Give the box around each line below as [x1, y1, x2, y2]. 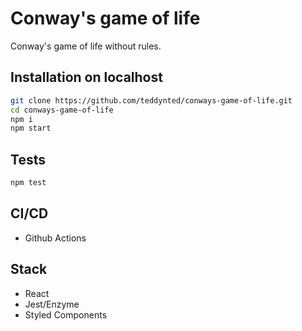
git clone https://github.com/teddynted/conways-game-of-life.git [10, 95, 293, 106]
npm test [10, 178, 47, 188]
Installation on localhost [10, 69, 163, 86]
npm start [10, 123, 52, 134]
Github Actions [24, 232, 87, 244]
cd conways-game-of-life [10, 105, 114, 115]
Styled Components [24, 308, 108, 321]
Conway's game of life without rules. [10, 40, 162, 52]
